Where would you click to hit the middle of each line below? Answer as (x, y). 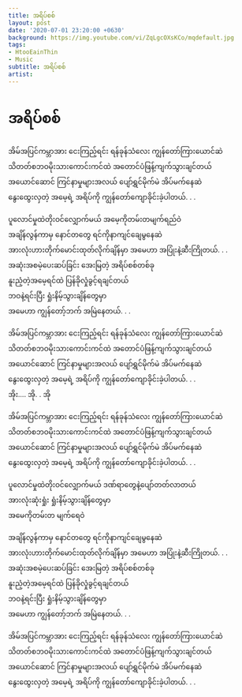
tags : (17, 45)
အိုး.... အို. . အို (30, 394)
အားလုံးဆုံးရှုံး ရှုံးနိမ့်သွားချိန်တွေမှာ (60, 500)
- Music (21, 60)
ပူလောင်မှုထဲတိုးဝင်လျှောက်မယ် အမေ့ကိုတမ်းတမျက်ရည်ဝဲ (95, 219)
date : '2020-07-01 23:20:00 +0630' (67, 30)
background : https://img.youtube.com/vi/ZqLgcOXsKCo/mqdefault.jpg (121, 37)
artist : (21, 74)
